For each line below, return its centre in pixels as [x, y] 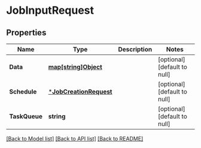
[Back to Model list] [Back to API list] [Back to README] [75, 139]
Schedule [23, 92]
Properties [26, 33]
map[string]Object [75, 67]
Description [135, 49]
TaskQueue [26, 116]
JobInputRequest [50, 10]
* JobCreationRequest [80, 92]
